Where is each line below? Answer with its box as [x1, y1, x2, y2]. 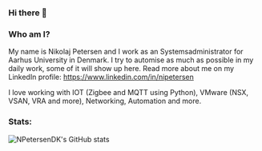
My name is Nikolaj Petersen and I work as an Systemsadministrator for [8, 47, 244, 57]
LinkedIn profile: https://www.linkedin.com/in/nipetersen [8, 72, 195, 82]
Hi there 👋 [8, 7, 48, 18]
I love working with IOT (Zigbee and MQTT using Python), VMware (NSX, [8, 88, 249, 97]
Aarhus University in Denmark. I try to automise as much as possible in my [8, 55, 254, 65]
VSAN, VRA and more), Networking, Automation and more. [8, 96, 202, 106]
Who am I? [8, 28, 50, 39]
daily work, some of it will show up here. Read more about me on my [8, 64, 235, 74]
